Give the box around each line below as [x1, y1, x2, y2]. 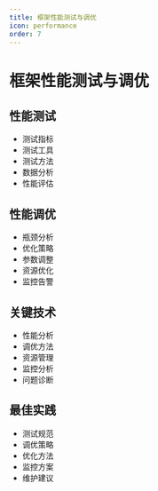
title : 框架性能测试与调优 [9, 12, 98, 22]
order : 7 [9, 29, 42, 38]
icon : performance [9, 21, 77, 30]
